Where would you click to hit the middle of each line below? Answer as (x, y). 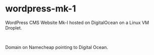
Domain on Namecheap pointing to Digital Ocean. (57, 47)
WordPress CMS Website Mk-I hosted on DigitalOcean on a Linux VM (77, 22)
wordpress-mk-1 (41, 9)
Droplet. (14, 27)
